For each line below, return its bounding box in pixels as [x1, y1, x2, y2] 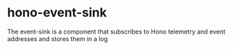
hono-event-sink [7, 5, 107, 21]
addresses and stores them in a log [7, 34, 108, 42]
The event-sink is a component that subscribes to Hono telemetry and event [7, 27, 226, 36]
